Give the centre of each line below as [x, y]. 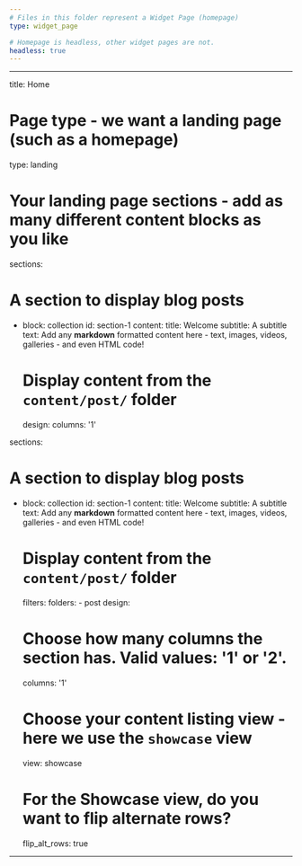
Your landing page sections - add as [146, 201]
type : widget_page [44, 26]
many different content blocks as [135, 220]
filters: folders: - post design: [76, 602]
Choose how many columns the [142, 639]
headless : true [38, 50]
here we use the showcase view [137, 738]
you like [39, 239]
